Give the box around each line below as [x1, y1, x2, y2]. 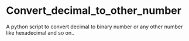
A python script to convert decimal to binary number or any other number [6, 23, 183, 30]
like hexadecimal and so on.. [6, 29, 75, 36]
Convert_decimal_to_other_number [6, 4, 181, 17]
